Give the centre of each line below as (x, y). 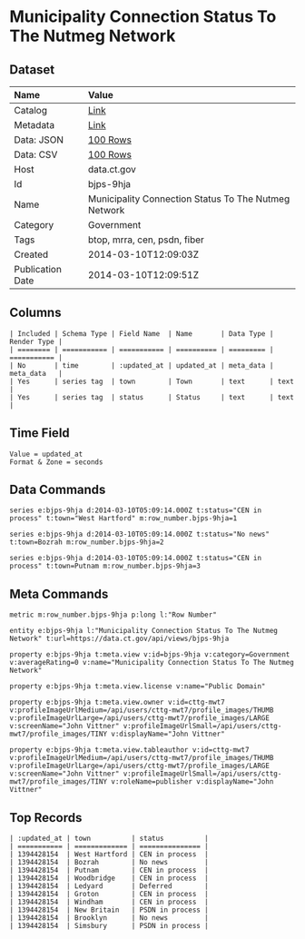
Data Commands (58, 490)
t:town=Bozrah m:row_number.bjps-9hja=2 (87, 542)
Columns (35, 313)
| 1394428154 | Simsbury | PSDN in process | (109, 926)
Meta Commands (59, 593)
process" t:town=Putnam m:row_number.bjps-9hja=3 (105, 566)
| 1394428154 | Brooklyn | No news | (109, 918)
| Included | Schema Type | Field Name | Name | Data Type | (142, 333)
